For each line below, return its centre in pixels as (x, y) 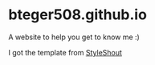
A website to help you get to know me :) (74, 37)
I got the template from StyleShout (65, 52)
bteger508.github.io (77, 15)
